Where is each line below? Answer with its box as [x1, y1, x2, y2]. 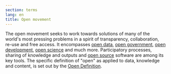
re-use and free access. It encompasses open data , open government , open [5, 42, 166, 48]
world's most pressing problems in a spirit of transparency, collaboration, [5, 36, 159, 42]
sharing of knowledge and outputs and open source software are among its [5, 52, 164, 58]
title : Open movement [5, 17, 52, 22]
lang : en [5, 12, 24, 17]
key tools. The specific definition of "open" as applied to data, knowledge [5, 58, 160, 64]
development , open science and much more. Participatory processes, [5, 47, 152, 53]
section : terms [5, 7, 38, 13]
